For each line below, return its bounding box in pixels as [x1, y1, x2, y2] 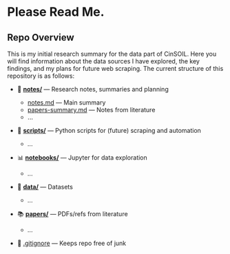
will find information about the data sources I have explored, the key [7, 57, 200, 65]
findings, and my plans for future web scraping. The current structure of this [7, 65, 224, 72]
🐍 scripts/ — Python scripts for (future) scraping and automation [17, 127, 202, 134]
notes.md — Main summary [27, 98, 106, 107]
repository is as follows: [7, 72, 74, 80]
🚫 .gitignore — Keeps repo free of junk [17, 239, 127, 247]
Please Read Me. [7, 4, 105, 20]
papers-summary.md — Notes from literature [27, 106, 156, 114]
